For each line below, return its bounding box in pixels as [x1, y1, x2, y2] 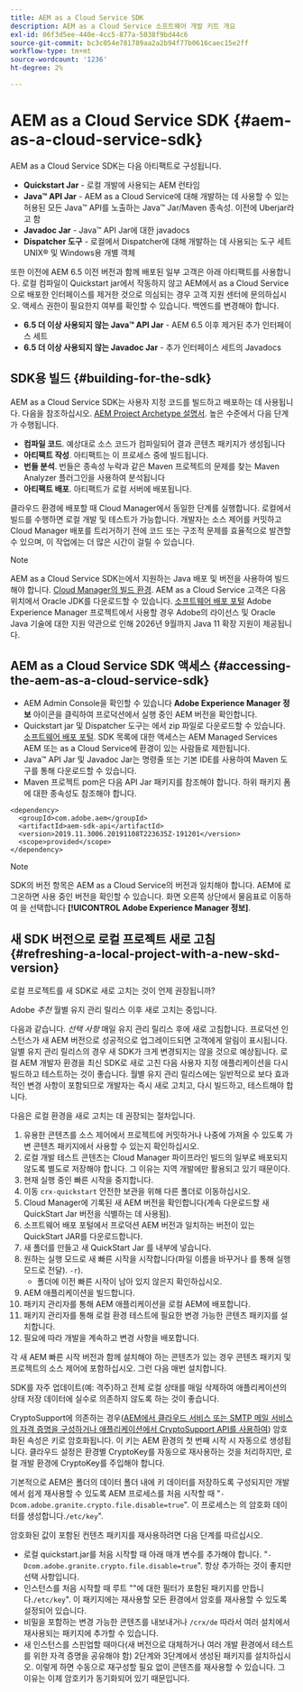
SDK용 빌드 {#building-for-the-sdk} [10, 371, 212, 386]
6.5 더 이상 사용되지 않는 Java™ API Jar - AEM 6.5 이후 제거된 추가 [23, 319, 261, 330]
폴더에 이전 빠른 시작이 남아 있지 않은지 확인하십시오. [36, 1276, 223, 1287]
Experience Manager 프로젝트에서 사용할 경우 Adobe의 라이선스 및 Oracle [10, 606, 276, 618]
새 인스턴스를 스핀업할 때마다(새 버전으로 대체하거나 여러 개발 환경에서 [23, 1639, 270, 1651]
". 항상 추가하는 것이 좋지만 [197, 1560, 292, 1571]
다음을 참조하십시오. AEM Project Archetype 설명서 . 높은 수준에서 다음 [22, 408, 272, 418]
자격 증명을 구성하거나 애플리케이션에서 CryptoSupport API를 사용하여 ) [19, 1424, 271, 1435]
